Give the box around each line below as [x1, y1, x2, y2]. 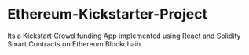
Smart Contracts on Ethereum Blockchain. [7, 39, 143, 48]
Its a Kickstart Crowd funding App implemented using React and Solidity [7, 31, 241, 40]
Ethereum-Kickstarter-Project [7, 5, 208, 23]
